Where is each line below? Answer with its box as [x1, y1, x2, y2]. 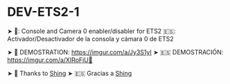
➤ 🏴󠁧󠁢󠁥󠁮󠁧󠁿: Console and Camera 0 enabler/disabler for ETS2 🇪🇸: [7, 27, 176, 35]
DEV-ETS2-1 [7, 4, 80, 20]
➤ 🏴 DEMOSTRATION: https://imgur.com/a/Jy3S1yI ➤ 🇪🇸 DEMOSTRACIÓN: [7, 48, 224, 56]
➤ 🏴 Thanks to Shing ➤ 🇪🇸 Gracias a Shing [7, 69, 132, 77]
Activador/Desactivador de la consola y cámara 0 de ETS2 [7, 34, 175, 43]
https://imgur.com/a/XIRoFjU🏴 [7, 56, 93, 64]
